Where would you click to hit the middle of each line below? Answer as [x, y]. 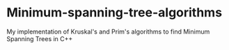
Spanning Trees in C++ [40, 38]
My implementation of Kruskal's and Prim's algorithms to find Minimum [108, 32]
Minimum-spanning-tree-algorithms [114, 13]
